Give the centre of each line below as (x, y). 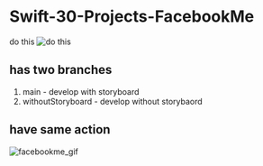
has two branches (61, 70)
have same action (60, 129)
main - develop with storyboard (81, 91)
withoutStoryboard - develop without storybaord (112, 101)
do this (22, 41)
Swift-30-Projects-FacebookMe (132, 17)
